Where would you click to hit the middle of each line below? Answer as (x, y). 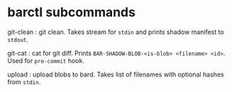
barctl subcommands (72, 12)
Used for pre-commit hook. (46, 60)
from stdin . (24, 81)
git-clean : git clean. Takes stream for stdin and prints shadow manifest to (116, 32)
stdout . (18, 39)
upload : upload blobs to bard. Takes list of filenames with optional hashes (116, 74)
